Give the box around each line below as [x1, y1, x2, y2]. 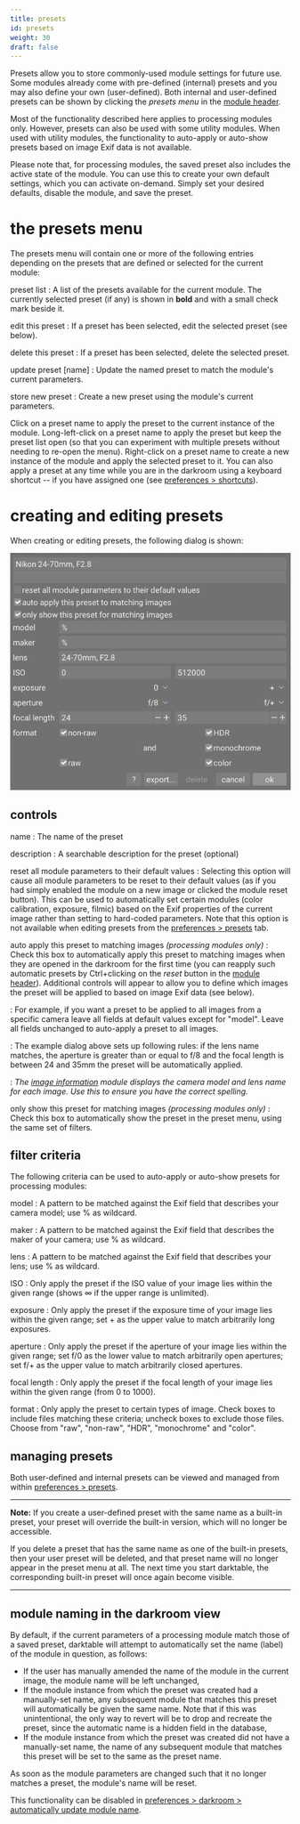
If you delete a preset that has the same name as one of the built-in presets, [10, 1544, 288, 1554]
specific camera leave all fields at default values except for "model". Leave [10, 1013, 284, 1024]
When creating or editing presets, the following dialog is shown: [10, 535, 244, 547]
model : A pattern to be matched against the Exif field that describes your [10, 1198, 280, 1209]
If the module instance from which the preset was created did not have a [22, 1732, 290, 1743]
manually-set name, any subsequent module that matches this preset [22, 1694, 277, 1705]
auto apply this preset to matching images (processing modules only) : [10, 939, 269, 950]
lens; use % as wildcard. [10, 1261, 101, 1272]
